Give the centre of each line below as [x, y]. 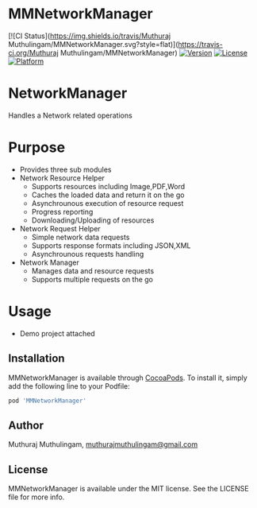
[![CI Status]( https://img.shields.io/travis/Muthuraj [90, 36]
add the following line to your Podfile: [69, 386]
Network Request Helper [60, 228]
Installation [36, 359]
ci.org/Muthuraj [34, 52]
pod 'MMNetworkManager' [48, 401]
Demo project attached [57, 333]
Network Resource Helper [62, 178]
